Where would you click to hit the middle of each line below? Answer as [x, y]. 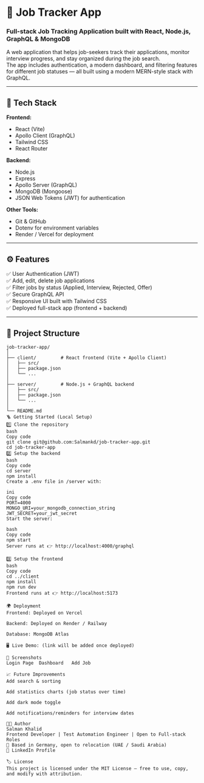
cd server [19, 471]
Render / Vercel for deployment [54, 234]
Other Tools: [22, 210]
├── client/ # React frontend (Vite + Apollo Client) [87, 358]
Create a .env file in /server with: [54, 481]
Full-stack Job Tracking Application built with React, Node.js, [99, 32]
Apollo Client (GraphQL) [45, 135]
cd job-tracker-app [31, 447]
